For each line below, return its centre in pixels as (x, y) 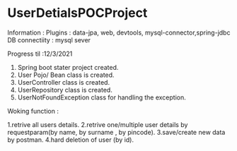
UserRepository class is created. (65, 90)
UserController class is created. (64, 82)
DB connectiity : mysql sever (49, 40)
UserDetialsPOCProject (77, 13)
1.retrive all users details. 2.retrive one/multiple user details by (98, 124)
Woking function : (33, 111)
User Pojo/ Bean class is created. (66, 75)
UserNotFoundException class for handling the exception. (102, 97)
